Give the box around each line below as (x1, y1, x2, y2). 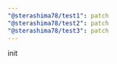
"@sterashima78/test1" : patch (7, 11, 110, 20)
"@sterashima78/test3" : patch (7, 26, 110, 34)
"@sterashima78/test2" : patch (7, 19, 110, 27)
